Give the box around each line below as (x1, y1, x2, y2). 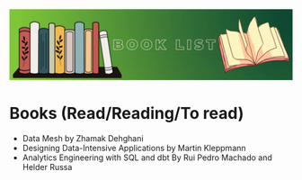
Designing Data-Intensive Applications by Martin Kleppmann (22, 142, 246, 153)
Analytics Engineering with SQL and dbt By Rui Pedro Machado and (22, 152, 272, 163)
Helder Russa (22, 161, 73, 172)
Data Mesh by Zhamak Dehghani (22, 132, 144, 143)
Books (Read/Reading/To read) (9, 103, 244, 124)
